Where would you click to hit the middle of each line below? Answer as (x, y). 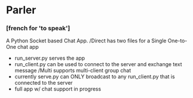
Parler (21, 10)
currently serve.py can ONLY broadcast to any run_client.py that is (95, 77)
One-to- (178, 41)
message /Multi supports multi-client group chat (73, 71)
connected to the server (44, 83)
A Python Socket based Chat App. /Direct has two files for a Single (86, 41)
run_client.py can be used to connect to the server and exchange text (98, 64)
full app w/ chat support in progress (58, 89)
